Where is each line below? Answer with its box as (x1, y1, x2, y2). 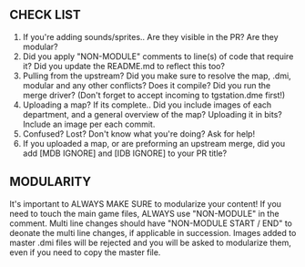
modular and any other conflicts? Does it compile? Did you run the (22, 79, 271, 90)
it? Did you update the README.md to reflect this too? (22, 60, 226, 71)
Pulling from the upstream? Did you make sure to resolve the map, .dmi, (22, 70, 291, 81)
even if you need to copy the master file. (9, 246, 161, 258)
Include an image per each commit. (22, 118, 156, 129)
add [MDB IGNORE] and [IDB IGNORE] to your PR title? (22, 148, 228, 159)
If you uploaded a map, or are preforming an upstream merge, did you (22, 138, 285, 149)
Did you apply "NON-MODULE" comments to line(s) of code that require (22, 50, 294, 62)
